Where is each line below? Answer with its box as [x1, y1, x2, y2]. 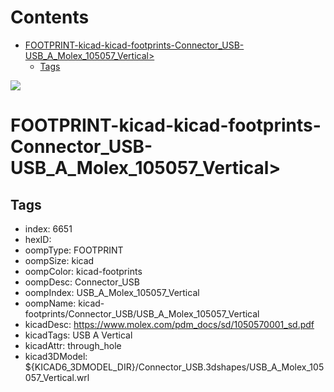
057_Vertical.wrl [24, 371, 90, 383]
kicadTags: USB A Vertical [24, 329, 133, 341]
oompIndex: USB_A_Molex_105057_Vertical [24, 286, 200, 298]
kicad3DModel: [24, 350, 88, 362]
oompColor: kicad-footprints [24, 265, 143, 277]
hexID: [24, 233, 52, 245]
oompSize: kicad [24, 254, 95, 266]
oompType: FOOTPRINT [24, 244, 124, 256]
